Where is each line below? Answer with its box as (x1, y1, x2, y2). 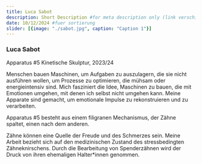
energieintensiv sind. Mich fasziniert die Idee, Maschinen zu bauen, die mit (6, 83, 192, 90)
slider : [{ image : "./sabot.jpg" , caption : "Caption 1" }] (6, 25, 152, 32)
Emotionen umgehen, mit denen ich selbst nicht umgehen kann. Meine (6, 89, 181, 96)
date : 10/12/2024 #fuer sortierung (6, 20, 96, 26)
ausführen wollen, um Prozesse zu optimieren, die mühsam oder (6, 77, 166, 84)
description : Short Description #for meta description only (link (6, 14, 176, 20)
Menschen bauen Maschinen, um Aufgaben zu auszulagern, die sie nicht (6, 70, 187, 78)
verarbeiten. (6, 102, 37, 110)
